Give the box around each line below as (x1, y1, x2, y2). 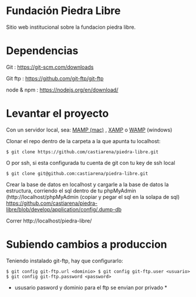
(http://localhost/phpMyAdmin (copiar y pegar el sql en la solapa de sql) (6, 193, 180, 200)
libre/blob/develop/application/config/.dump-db (6, 205, 122, 212)
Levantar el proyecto (6, 107, 109, 120)
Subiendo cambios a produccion (6, 238, 167, 251)
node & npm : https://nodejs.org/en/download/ (6, 86, 119, 93)
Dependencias (6, 44, 79, 58)
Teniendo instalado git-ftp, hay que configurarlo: (6, 257, 123, 264)
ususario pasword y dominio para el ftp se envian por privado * (14, 283, 167, 291)
